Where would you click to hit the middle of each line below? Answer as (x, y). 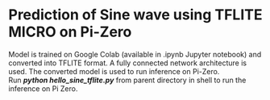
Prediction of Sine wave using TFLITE (136, 15)
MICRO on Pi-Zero (70, 32)
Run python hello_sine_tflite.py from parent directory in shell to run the (127, 80)
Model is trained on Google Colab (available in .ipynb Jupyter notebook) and (135, 54)
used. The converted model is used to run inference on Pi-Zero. (114, 71)
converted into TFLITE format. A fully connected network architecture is (128, 63)
